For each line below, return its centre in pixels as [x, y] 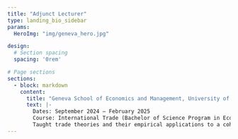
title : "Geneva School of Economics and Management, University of [128, 98]
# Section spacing [41, 53]
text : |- [39, 105]
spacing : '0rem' [38, 60]
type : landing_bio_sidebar [47, 20]
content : [33, 92]
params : [19, 27]
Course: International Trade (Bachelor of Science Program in [126, 118]
